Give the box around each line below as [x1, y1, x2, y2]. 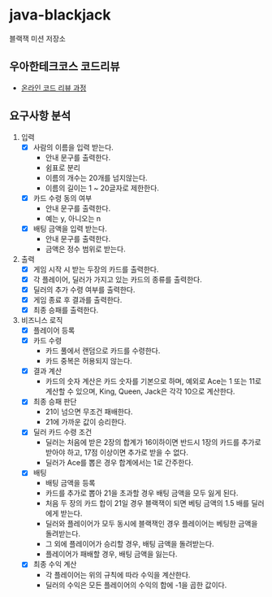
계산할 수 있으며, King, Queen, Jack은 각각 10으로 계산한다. [45, 386, 235, 396]
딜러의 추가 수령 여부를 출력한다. [32, 285, 136, 294]
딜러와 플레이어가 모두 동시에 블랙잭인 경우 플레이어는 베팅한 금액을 [45, 519, 258, 529]
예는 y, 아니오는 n [45, 213, 101, 223]
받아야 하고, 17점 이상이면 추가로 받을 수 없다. [45, 447, 189, 457]
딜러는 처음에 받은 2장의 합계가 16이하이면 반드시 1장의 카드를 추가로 [45, 438, 262, 447]
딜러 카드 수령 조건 [32, 427, 93, 437]
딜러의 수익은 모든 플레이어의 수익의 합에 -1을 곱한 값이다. [45, 580, 227, 590]
